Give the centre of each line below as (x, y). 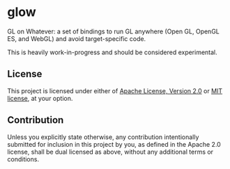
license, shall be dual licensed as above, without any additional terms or (110, 152)
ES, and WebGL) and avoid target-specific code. (77, 38)
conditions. (23, 159)
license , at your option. (40, 98)
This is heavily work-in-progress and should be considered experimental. (112, 52)
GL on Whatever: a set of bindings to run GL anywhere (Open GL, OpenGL (113, 31)
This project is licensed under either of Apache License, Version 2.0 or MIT (115, 90)
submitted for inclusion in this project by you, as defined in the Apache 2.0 (114, 144)
